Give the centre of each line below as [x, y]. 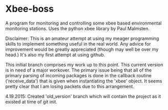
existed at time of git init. [31, 102]
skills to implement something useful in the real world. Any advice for [78, 43]
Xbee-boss [29, 9]
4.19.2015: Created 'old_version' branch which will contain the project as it [83, 96]
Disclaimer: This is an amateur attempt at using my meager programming [82, 38]
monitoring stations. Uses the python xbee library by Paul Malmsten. [77, 28]
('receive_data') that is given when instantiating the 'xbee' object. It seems [84, 81]
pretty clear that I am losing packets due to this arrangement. [70, 86]
